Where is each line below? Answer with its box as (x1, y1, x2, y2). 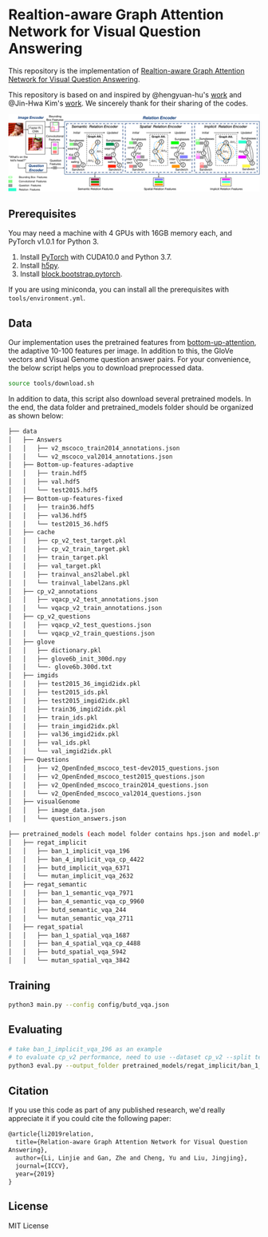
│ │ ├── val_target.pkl (8, 561, 102, 570)
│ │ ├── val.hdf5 (8, 478, 81, 486)
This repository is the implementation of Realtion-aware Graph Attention (8, 65, 245, 75)
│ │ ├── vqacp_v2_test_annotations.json (8, 596, 159, 604)
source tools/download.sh (8, 379, 94, 388)
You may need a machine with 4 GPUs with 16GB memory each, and (8, 228, 233, 238)
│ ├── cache (8, 529, 56, 537)
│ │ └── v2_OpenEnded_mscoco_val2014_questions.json (8, 789, 202, 798)
